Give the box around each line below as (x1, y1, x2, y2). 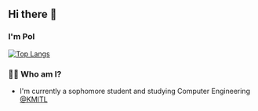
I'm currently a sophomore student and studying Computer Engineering (19, 86, 251, 95)
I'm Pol (8, 31, 35, 42)
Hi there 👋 (8, 8, 57, 21)
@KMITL (19, 95, 49, 104)
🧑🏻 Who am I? (8, 68, 62, 79)
